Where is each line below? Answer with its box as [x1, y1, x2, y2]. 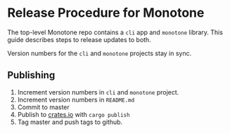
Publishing [7, 69, 56, 81]
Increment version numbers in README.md [17, 95, 135, 104]
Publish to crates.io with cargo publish [17, 110, 130, 118]
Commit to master [17, 103, 70, 111]
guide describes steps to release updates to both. [7, 35, 151, 43]
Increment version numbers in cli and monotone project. [17, 87, 179, 96]
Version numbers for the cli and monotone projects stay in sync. [7, 49, 192, 57]
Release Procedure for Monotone [7, 5, 205, 21]
